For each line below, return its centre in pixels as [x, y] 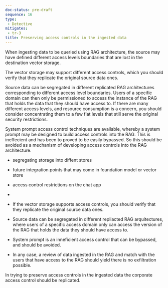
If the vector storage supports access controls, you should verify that [84, 204]
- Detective [20, 24]
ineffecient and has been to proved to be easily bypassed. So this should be [83, 139]
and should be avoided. [37, 245]
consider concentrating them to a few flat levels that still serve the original [82, 114]
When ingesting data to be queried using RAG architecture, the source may [83, 52]
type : [11, 19]
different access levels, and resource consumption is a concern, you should [83, 109]
